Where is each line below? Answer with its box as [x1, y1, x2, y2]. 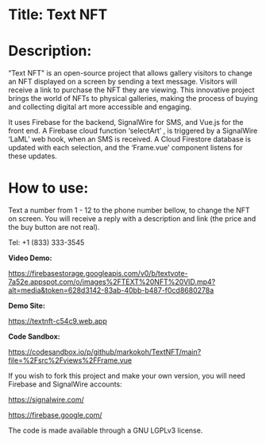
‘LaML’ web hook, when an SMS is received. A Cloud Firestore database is [8, 134, 252, 144]
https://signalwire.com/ [8, 395, 85, 405]
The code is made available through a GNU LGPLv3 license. [8, 426, 203, 435]
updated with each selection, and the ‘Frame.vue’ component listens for [8, 143, 244, 153]
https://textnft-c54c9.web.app [8, 317, 107, 326]
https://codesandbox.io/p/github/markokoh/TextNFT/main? [8, 348, 202, 357]
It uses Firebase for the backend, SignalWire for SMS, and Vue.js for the [8, 118, 244, 127]
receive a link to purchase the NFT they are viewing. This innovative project [8, 85, 255, 95]
